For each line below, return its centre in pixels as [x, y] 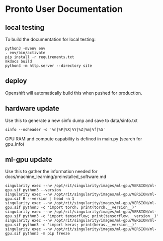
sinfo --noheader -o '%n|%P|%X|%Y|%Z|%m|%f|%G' [55, 129]
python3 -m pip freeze [46, 234]
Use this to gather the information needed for [51, 172]
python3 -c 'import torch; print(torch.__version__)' [80, 208]
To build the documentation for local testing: [50, 39]
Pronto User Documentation [64, 9]
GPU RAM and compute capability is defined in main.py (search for [74, 139]
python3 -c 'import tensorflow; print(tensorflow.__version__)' [91, 216]
